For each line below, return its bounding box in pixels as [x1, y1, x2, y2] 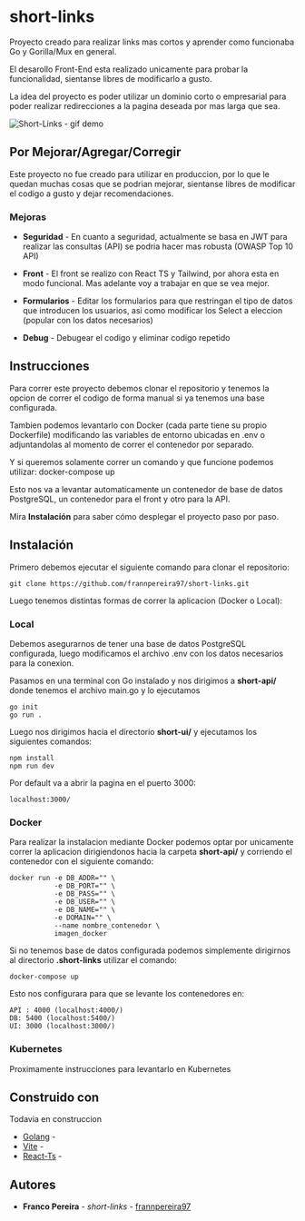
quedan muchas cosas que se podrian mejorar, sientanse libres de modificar [9, 178, 296, 189]
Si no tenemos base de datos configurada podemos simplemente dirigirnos [9, 945, 291, 956]
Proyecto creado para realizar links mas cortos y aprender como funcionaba [9, 36, 295, 47]
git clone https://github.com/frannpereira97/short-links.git [9, 579, 250, 588]
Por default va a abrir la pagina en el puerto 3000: [9, 777, 197, 788]
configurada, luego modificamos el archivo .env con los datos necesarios [9, 648, 284, 659]
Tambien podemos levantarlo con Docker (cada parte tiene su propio [9, 420, 268, 431]
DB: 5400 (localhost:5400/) [9, 1014, 116, 1023]
